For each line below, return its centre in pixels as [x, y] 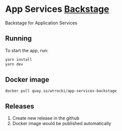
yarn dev [14, 64]
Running [19, 38]
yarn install [19, 60]
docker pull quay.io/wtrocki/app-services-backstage [61, 91]
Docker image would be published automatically [62, 124]
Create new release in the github [46, 118]
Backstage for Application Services [41, 23]
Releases [20, 106]
